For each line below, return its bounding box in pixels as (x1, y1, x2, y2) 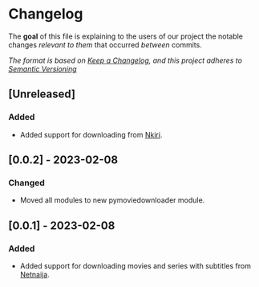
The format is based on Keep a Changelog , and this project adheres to (8, 55, 243, 65)
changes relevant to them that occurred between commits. (8, 39, 202, 49)
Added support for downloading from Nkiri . (19, 129, 163, 139)
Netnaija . (19, 270, 50, 279)
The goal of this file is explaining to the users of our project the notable (8, 31, 243, 41)
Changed (8, 177, 46, 188)
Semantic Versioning (8, 64, 78, 73)
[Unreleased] (8, 88, 76, 101)
